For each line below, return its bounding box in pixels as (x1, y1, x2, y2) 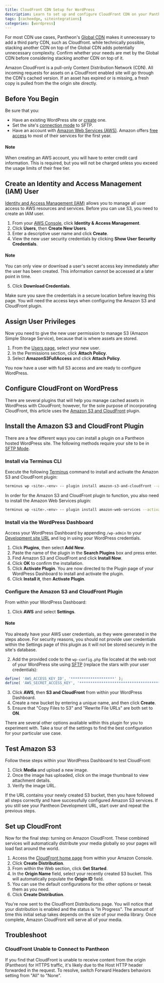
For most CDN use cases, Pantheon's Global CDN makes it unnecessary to (5, 34, 155, 40)
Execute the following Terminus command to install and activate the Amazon (5, 469, 159, 475)
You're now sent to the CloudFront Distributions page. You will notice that (5, 901, 153, 907)
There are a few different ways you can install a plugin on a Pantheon (5, 435, 144, 441)
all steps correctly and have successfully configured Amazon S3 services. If (5, 797, 158, 803)
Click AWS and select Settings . (12, 609, 76, 615)
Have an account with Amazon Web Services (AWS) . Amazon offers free (12, 128, 158, 133)
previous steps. (5, 808, 36, 814)
